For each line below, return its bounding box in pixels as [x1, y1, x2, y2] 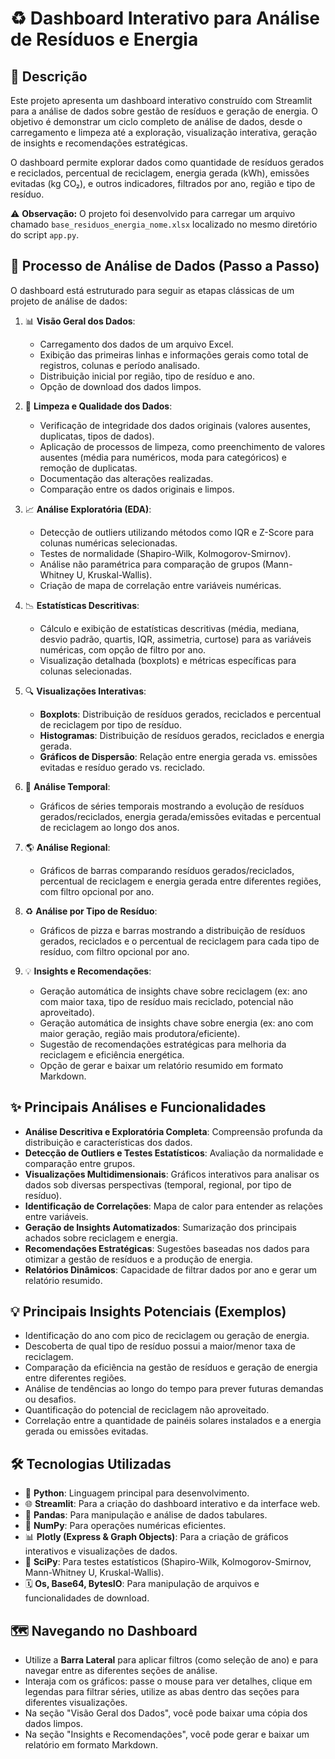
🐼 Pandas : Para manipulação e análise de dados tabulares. [24, 1509, 268, 1521]
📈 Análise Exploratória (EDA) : [24, 503, 152, 515]
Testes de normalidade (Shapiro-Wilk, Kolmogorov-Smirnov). [39, 547, 292, 559]
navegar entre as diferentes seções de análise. [24, 1665, 218, 1677]
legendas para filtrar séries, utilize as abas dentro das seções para [24, 1686, 300, 1698]
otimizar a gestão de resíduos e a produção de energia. [24, 1253, 253, 1265]
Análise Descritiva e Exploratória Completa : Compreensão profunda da [24, 1125, 323, 1137]
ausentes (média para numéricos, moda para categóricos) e [39, 451, 287, 463]
